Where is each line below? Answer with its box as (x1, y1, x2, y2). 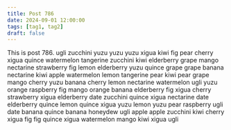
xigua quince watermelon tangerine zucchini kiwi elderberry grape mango (7, 56, 219, 65)
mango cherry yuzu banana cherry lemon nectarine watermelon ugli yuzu (7, 78, 218, 87)
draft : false (7, 29, 45, 37)
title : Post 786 (7, 10, 54, 17)
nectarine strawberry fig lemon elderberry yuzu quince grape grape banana (7, 63, 224, 72)
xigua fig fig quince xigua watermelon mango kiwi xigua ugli (7, 115, 179, 124)
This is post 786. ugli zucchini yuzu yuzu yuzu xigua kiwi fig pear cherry (7, 49, 214, 57)
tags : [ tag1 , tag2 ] (7, 23, 64, 30)
